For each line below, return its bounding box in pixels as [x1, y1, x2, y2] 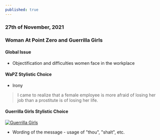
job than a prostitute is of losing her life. [17, 97, 98, 103]
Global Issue [5, 49, 31, 55]
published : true [5, 7, 39, 12]
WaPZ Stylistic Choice [5, 71, 52, 77]
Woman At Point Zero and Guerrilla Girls [5, 37, 103, 44]
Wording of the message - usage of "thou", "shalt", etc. [12, 129, 125, 135]
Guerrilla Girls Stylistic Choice [5, 108, 69, 114]
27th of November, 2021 [5, 23, 64, 30]
